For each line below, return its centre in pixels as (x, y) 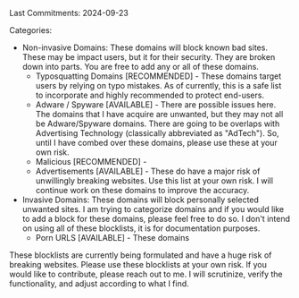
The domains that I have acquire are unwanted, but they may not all (159, 114)
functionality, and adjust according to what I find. (99, 284)
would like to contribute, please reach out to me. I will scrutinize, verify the (146, 274)
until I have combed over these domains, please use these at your (157, 143)
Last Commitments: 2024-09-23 (69, 13)
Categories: (31, 30)
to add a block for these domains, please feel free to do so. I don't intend (156, 219)
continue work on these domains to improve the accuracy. (142, 190)
